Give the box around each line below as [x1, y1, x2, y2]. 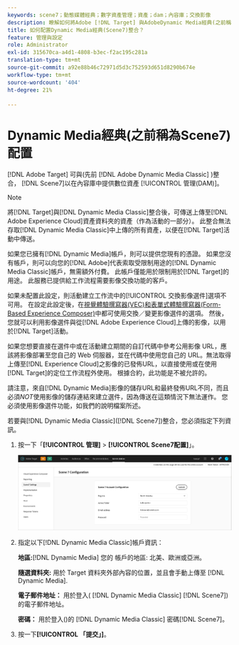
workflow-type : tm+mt [7, 71, 72, 78]
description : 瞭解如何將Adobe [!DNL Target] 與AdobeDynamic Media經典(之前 [7, 18, 226, 26]
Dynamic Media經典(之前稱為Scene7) [7, 128, 231, 143]
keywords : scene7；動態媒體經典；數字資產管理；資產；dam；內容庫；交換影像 [7, 11, 211, 18]
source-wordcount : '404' [7, 79, 81, 86]
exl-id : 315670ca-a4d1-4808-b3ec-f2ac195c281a [7, 49, 148, 56]
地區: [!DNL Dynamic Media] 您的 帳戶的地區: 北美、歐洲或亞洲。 [17, 553, 206, 561]
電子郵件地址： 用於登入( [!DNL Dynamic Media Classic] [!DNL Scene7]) [17, 590, 229, 600]
